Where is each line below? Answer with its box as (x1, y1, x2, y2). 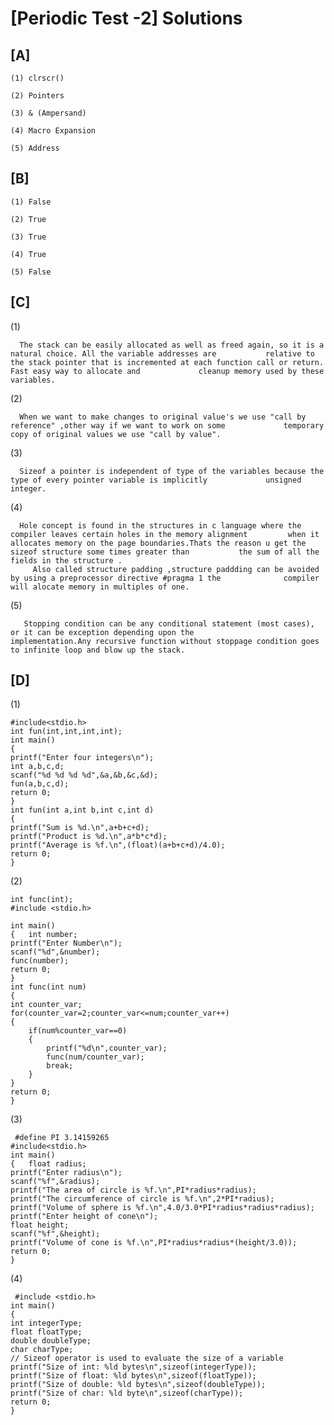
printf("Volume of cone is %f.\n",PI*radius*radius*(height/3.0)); (10, 1238, 298, 1248)
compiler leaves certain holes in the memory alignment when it (10, 529, 320, 539)
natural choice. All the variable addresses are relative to (10, 348, 315, 359)
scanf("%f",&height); (10, 1229, 101, 1239)
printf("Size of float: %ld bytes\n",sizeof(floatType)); (10, 1371, 257, 1381)
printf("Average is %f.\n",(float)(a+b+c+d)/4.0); (10, 840, 226, 851)
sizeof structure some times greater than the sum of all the (10, 547, 320, 557)
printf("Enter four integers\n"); (10, 753, 155, 763)
